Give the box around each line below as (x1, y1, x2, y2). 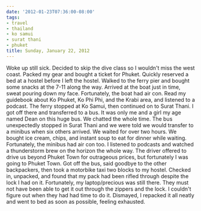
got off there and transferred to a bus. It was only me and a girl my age (6, 108, 181, 116)
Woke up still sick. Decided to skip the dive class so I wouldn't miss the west (6, 64, 195, 71)
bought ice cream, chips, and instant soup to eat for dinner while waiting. (6, 134, 187, 141)
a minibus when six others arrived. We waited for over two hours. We (6, 128, 177, 135)
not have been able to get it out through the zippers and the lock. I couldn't (6, 185, 191, 192)
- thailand (6, 25, 34, 32)
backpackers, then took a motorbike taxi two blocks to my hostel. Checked (6, 166, 191, 173)
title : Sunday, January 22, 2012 (6, 48, 90, 54)
